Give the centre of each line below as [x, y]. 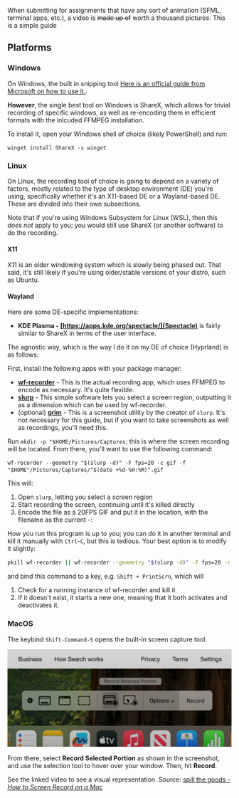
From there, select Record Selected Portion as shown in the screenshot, [113, 758]
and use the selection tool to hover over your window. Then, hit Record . [112, 766]
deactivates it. [38, 605]
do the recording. [33, 232]
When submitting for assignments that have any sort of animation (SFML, [115, 10]
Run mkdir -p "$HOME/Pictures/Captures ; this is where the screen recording [118, 441]
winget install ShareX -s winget [57, 148]
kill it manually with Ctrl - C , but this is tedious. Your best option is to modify [117, 541]
